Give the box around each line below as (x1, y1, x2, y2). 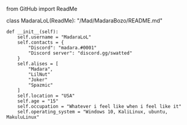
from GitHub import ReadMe (6, 5, 78, 12)
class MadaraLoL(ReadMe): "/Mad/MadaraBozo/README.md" (6, 17, 163, 24)
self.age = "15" (17, 98, 59, 104)
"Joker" (28, 77, 48, 83)
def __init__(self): (6, 29, 59, 35)
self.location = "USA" (17, 93, 75, 99)
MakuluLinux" (6, 114, 40, 120)
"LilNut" (28, 71, 51, 77)
